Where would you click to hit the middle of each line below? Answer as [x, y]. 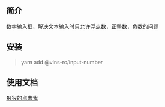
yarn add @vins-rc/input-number [62, 62]
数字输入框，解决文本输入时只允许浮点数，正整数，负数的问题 [82, 26]
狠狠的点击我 [22, 98]
